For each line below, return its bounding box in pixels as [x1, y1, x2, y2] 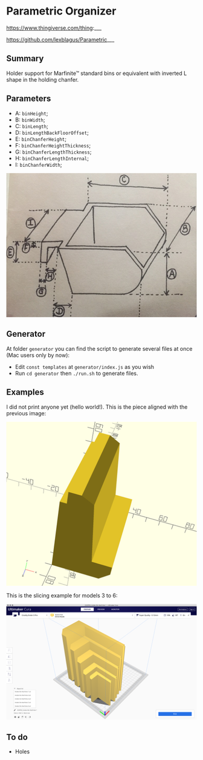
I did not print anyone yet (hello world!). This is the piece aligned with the [6, 403, 188, 411]
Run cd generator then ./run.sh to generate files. [14, 369, 138, 377]
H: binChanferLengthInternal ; [14, 154, 89, 161]
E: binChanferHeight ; [14, 135, 66, 143]
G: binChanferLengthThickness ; [14, 148, 92, 155]
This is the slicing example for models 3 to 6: [6, 591, 118, 599]
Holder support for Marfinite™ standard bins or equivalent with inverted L [6, 70, 187, 77]
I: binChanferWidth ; [14, 161, 62, 168]
